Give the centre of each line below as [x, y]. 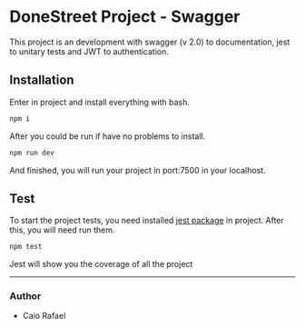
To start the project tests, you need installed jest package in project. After [147, 221]
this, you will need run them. [62, 230]
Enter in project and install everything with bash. [100, 102]
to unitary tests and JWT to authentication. [89, 51]
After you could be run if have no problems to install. [108, 136]
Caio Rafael [44, 316]
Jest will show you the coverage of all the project [101, 264]
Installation [42, 80]
